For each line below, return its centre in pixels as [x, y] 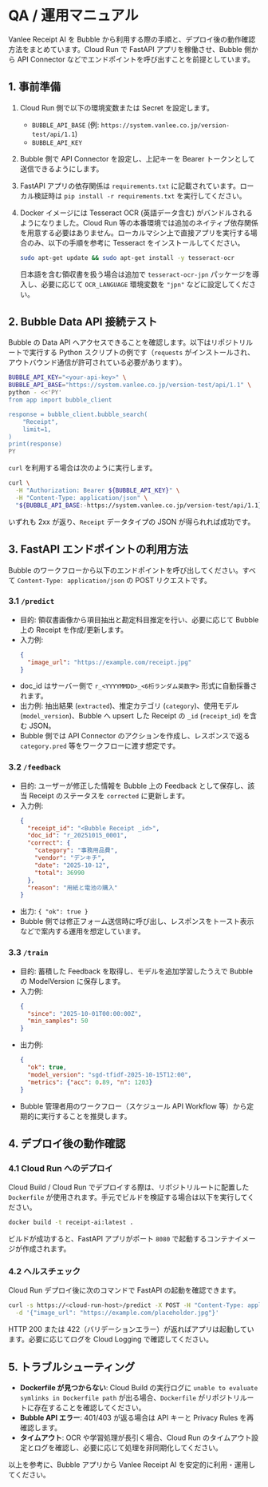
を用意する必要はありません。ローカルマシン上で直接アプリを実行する [135, 233]
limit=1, [37, 429]
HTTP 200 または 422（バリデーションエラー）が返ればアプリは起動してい [131, 1329]
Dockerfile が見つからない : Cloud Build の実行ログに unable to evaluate [139, 1387]
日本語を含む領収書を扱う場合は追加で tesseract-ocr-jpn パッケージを [136, 274]
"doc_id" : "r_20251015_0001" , [77, 836]
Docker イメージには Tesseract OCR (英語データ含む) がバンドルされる [136, 213]
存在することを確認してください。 [90, 1407]
